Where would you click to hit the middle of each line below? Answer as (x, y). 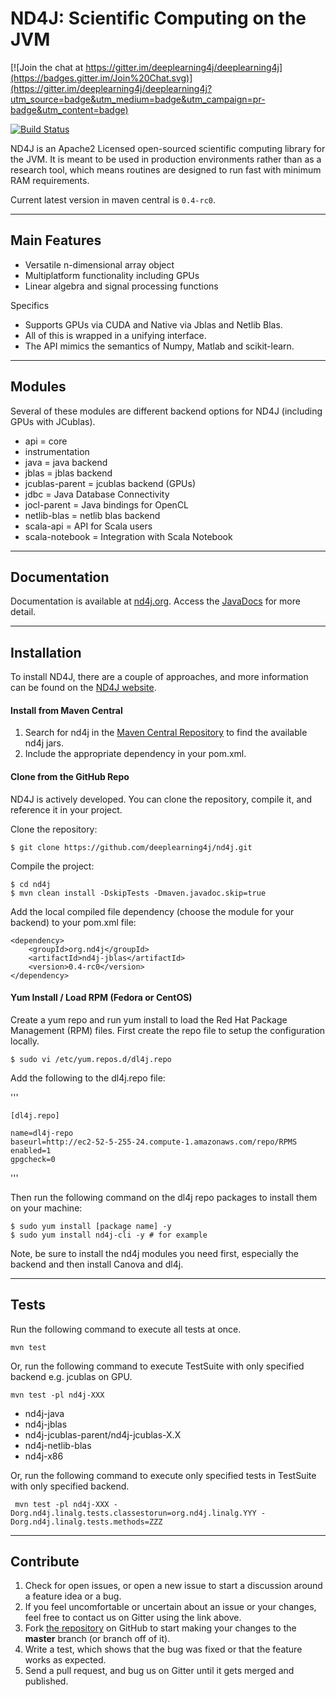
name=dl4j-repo (42, 1133)
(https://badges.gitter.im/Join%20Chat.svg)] (101, 78)
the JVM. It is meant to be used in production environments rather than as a (166, 159)
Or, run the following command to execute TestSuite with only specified (157, 1366)
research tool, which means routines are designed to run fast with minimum (166, 169)
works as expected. (65, 1660)
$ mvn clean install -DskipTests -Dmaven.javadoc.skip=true (138, 893)
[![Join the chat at (47, 67)
